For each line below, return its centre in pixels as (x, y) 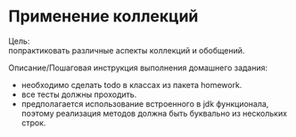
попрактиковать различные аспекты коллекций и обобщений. (127, 50)
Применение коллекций (103, 16)
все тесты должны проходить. (79, 94)
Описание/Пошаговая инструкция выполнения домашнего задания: (138, 68)
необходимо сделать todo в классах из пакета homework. (132, 85)
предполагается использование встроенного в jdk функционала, (145, 103)
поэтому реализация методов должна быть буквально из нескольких (154, 113)
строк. (33, 123)
